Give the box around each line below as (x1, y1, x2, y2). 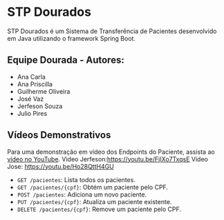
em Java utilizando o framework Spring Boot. (7, 34, 136, 42)
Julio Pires (17, 109, 48, 117)
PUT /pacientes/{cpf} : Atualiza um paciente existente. (17, 197, 172, 206)
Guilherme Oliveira (17, 87, 71, 95)
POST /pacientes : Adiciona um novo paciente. (17, 190, 147, 199)
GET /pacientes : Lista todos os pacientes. (17, 175, 136, 183)
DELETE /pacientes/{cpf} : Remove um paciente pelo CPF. (17, 205, 182, 213)
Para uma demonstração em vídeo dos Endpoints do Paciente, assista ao (7, 148, 216, 156)
